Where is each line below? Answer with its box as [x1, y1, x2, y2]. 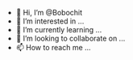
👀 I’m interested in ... [15, 16, 85, 26]
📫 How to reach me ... [15, 43, 91, 52]
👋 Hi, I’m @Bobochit [15, 8, 83, 17]
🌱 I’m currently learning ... [15, 25, 102, 34]
